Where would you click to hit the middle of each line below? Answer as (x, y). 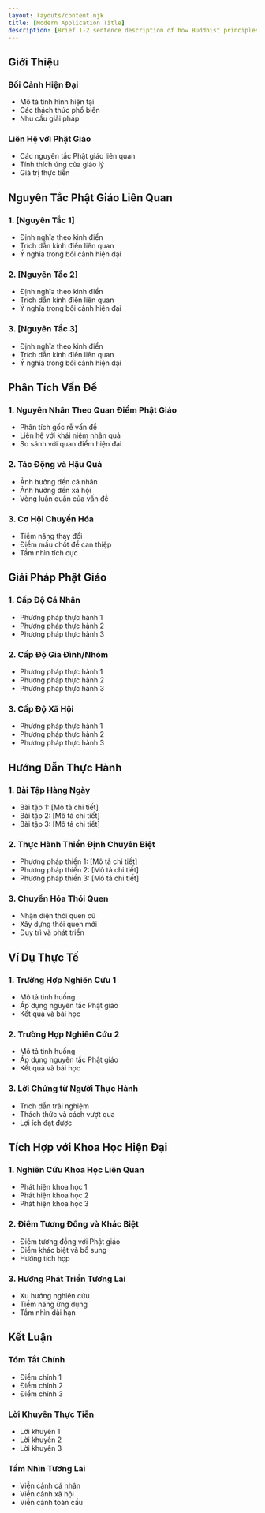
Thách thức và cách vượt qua (67, 1114)
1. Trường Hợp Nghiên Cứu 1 (62, 980)
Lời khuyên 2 (41, 1440)
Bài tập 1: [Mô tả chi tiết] (59, 807)
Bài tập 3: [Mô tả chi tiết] (60, 824)
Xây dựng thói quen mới (58, 925)
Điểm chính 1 (40, 1377)
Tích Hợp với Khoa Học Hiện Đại (88, 1147)
